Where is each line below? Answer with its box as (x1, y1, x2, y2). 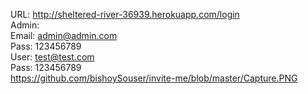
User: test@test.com (10, 51, 95, 63)
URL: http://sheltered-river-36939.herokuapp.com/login (10, 9, 240, 20)
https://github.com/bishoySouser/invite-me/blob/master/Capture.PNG (10, 72, 298, 84)
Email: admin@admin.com (10, 30, 118, 41)
